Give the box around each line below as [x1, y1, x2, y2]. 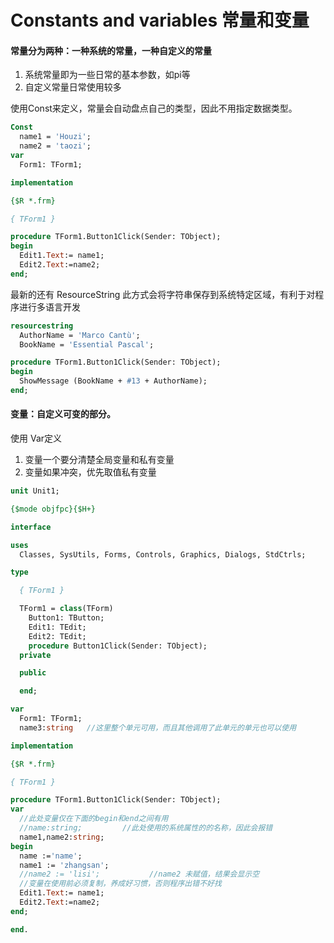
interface [10, 522, 52, 532]
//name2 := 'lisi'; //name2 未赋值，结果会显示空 [19, 869, 260, 880]
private [19, 650, 52, 660]
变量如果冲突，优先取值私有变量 [24, 466, 157, 478]
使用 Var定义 [10, 432, 63, 445]
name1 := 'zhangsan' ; [19, 860, 110, 870]
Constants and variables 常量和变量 [10, 9, 310, 32]
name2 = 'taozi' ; [19, 141, 92, 151]
